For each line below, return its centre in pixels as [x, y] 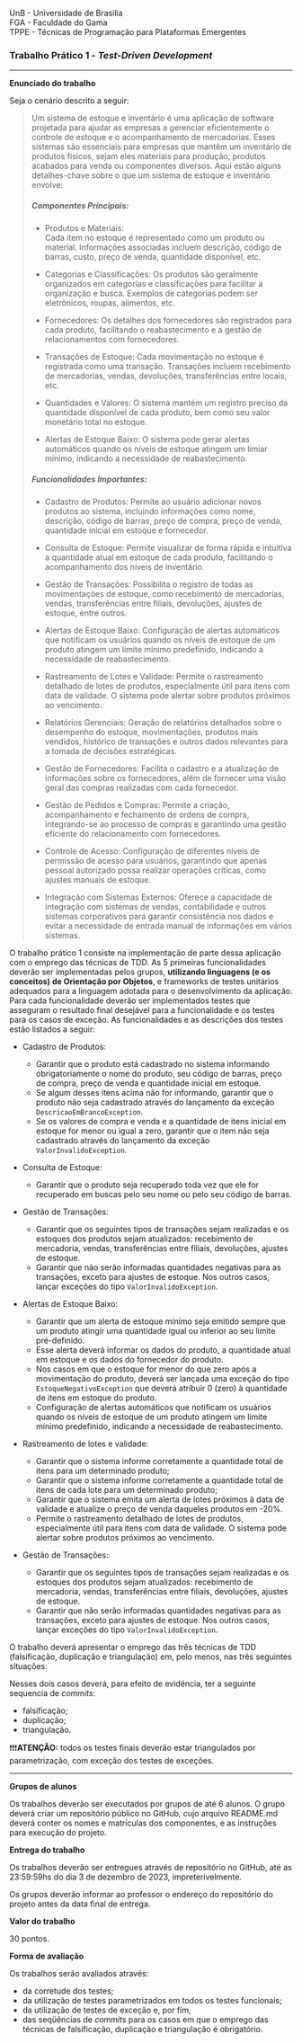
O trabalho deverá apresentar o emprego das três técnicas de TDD [133, 1648]
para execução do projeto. [58, 1833]
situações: [28, 1666]
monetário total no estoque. [96, 422]
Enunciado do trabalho [53, 84]
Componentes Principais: [80, 205]
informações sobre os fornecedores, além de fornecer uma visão [165, 778]
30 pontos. [29, 1939]
